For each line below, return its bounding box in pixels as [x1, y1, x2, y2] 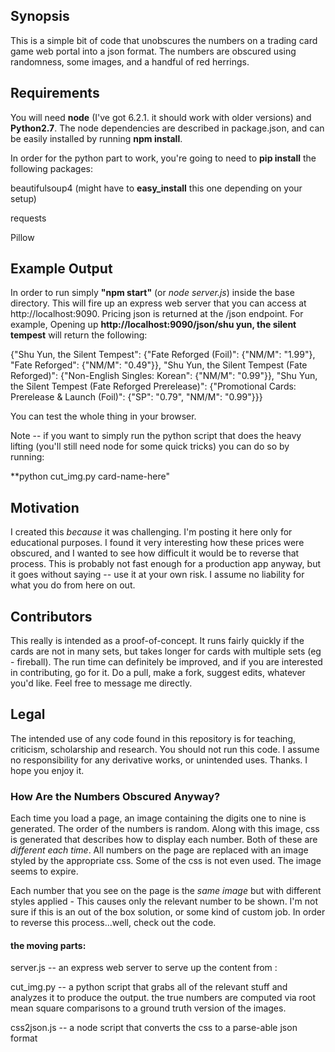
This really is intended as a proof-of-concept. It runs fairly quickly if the [10, 635, 305, 647]
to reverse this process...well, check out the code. [10, 917, 217, 929]
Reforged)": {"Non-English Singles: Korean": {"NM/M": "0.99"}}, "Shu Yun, [10, 370, 318, 382]
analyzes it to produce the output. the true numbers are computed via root [10, 992, 317, 1004]
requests [10, 212, 47, 224]
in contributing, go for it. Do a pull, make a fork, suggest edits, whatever [10, 667, 306, 679]
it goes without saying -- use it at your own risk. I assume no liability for [10, 569, 305, 581]
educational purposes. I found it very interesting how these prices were [10, 537, 305, 549]
